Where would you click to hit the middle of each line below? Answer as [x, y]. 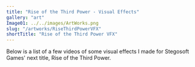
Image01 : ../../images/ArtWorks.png [52, 23]
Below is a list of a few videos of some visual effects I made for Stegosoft [98, 51]
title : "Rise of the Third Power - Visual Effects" [73, 12]
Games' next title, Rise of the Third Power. [59, 58]
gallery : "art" [25, 18]
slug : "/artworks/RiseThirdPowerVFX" [54, 29]
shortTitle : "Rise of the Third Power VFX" [62, 34]
